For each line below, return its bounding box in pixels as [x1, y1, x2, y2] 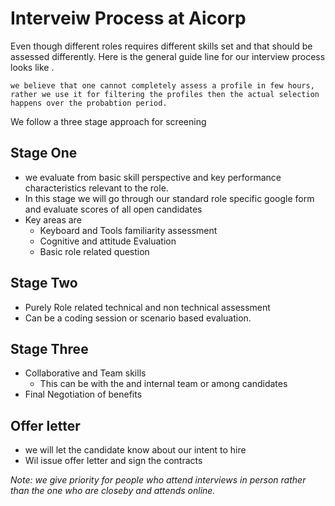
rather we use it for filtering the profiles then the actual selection [10, 89, 320, 99]
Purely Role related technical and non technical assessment [24, 301, 271, 313]
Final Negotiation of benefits [24, 388, 143, 401]
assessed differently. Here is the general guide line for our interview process [10, 50, 326, 62]
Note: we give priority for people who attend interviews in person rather [10, 474, 307, 486]
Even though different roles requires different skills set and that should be [10, 40, 313, 52]
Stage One [10, 145, 78, 162]
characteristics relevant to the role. [24, 182, 169, 194]
